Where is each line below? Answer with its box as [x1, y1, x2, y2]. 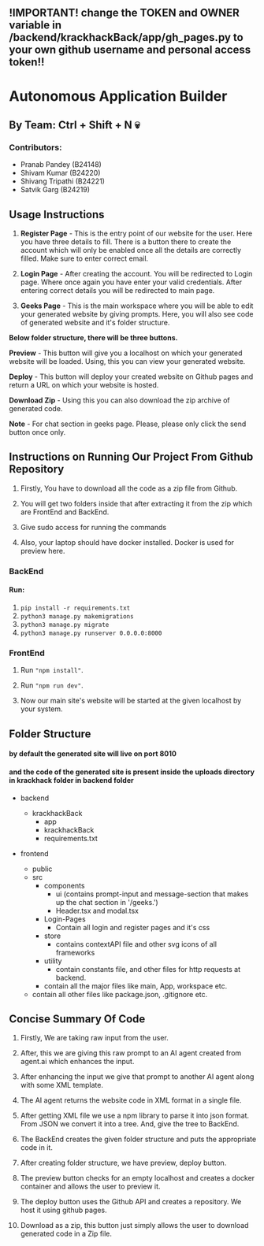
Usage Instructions [9, 208, 105, 221]
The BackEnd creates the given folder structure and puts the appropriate [20, 1134, 257, 1144]
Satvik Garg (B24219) [20, 185, 90, 195]
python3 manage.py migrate [20, 621, 110, 629]
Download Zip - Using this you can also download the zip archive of [9, 395, 231, 405]
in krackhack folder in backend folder [9, 775, 134, 784]
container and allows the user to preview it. [20, 1181, 161, 1192]
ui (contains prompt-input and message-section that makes [55, 889, 249, 899]
